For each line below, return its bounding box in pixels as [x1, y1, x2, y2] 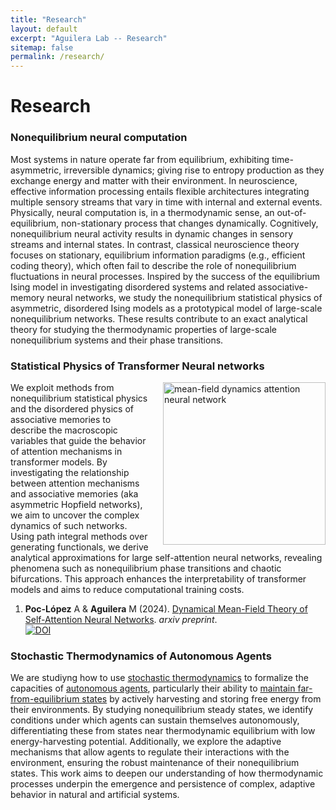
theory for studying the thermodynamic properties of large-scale [10, 323, 278, 335]
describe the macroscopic [10, 424, 118, 436]
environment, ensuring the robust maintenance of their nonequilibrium [10, 757, 300, 769]
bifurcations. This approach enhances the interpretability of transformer [10, 572, 307, 585]
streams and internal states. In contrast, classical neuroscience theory [10, 238, 300, 250]
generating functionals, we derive [10, 541, 149, 553]
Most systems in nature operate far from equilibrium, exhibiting [10, 153, 270, 165]
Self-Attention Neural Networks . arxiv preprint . [24, 613, 218, 625]
